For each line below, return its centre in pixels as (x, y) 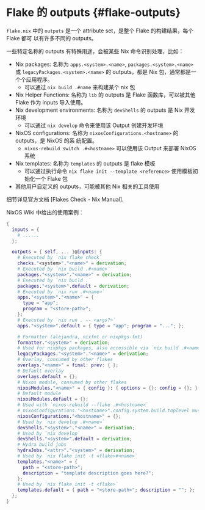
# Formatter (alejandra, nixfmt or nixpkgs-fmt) (80, 337)
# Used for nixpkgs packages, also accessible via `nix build (98, 348)
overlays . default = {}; (48, 376)
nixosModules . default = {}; (53, 399)
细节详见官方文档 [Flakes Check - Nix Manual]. (65, 199)
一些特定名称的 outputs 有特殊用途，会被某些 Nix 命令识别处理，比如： (95, 51)
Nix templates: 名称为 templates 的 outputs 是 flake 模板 (85, 163)
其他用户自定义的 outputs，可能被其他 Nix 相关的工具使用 (87, 186)
